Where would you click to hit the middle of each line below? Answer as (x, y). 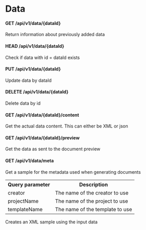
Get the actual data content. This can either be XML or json (67, 126)
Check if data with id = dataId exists (42, 57)
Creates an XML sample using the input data (51, 222)
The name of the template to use (93, 209)
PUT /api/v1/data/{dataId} (33, 69)
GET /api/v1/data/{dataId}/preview (42, 138)
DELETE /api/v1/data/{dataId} (37, 92)
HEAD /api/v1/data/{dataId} (35, 46)
